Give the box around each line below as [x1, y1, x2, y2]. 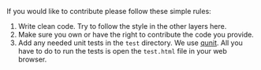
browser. [17, 54, 47, 64]
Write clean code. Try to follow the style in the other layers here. [17, 22, 227, 30]
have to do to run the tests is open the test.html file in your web [17, 47, 227, 55]
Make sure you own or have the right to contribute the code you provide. [17, 30, 255, 39]
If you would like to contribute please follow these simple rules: [6, 7, 211, 16]
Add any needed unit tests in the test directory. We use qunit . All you [17, 38, 243, 47]
